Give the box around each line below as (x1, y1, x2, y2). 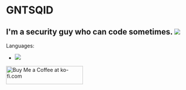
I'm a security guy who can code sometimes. (6, 27, 173, 37)
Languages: (6, 42, 35, 49)
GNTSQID (6, 4, 54, 17)
